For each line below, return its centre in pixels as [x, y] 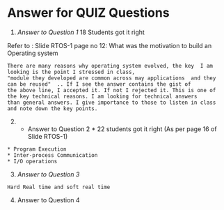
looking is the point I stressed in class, [71, 72]
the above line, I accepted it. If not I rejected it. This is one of [112, 90]
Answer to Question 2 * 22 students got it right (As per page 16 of [122, 129]
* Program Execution [37, 149]
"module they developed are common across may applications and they [112, 78]
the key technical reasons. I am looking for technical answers [102, 96]
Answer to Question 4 [48, 200]
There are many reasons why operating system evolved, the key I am [110, 66]
